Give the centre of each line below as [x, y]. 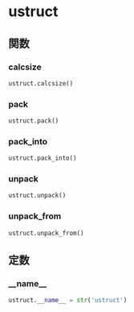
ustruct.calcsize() [41, 83]
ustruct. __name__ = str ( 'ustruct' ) [68, 301]
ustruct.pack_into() [43, 158]
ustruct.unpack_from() [46, 233]
